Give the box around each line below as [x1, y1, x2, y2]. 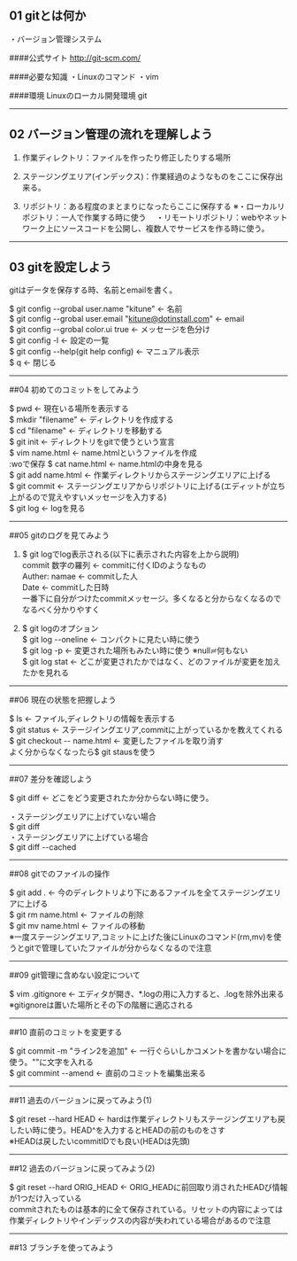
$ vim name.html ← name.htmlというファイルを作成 [9, 448, 197, 458]
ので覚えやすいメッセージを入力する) [32, 492, 167, 502]
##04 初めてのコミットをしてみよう [9, 385, 140, 395]
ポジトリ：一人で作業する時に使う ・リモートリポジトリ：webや [21, 212, 265, 222]
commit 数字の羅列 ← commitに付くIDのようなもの [21, 560, 207, 571]
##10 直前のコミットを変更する [9, 1027, 123, 1038]
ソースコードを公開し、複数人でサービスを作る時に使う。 [60, 222, 270, 233]
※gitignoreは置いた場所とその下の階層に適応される [9, 1000, 194, 1010]
